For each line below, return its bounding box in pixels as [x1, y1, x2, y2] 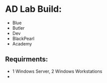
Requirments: [5, 55, 48, 64]
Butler [12, 25, 25, 31]
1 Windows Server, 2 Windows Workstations [12, 68, 103, 74]
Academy [12, 41, 32, 46]
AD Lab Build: [5, 3, 62, 15]
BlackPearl [12, 36, 35, 41]
